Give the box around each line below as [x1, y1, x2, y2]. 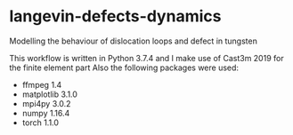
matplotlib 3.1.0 [21, 89, 78, 99]
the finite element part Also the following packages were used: [9, 62, 239, 73]
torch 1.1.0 [21, 117, 60, 128]
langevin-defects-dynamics [9, 6, 222, 27]
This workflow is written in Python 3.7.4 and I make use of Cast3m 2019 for [9, 52, 284, 63]
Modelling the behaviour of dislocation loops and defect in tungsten [9, 36, 258, 46]
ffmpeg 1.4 [21, 79, 62, 90]
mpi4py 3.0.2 [21, 98, 71, 108]
